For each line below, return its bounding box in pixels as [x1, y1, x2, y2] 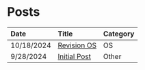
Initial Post [57, 51, 91, 61]
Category [103, 29, 135, 38]
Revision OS [57, 40, 97, 50]
